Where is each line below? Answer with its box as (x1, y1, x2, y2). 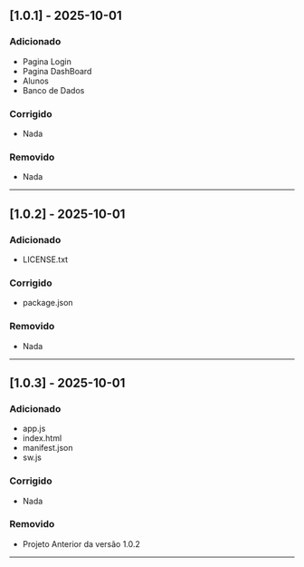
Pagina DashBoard (22, 65, 92, 76)
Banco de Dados (22, 84, 85, 95)
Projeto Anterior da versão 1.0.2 (22, 538, 140, 549)
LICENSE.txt (22, 254, 69, 265)
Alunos (22, 75, 50, 86)
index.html (22, 433, 62, 444)
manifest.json (22, 443, 73, 454)
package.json (22, 298, 74, 308)
